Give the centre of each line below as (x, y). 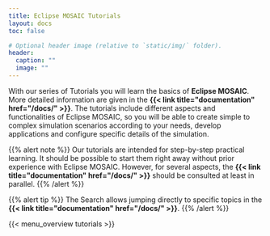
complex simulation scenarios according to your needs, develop (115, 125)
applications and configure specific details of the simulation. (109, 133)
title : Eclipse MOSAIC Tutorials (65, 16)
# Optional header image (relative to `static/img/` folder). (115, 45)
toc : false (27, 31)
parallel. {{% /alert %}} (46, 183)
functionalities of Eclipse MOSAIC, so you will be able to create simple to (129, 116)
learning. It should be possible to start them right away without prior (121, 158)
